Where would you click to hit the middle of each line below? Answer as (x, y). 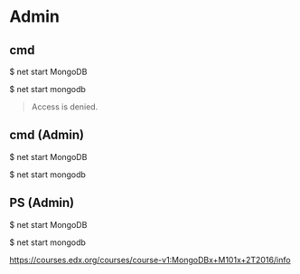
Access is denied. (65, 107)
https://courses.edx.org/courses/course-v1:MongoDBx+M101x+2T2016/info (150, 260)
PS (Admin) (42, 203)
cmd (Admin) (47, 135)
